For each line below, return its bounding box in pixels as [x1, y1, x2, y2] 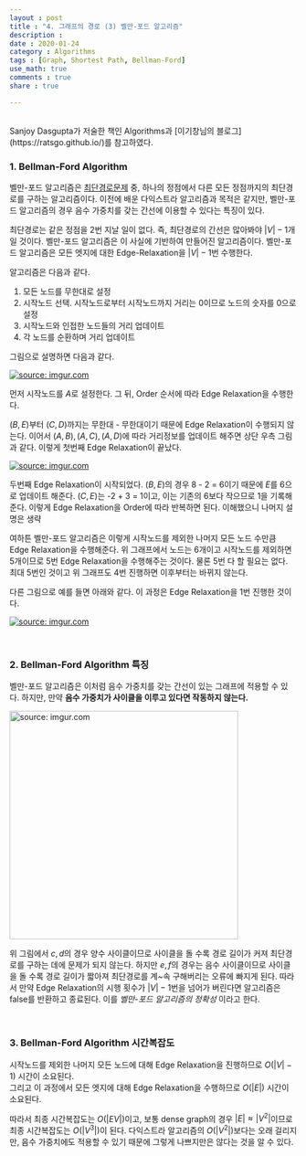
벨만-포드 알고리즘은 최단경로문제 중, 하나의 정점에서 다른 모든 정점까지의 [9, 182, 269, 193]
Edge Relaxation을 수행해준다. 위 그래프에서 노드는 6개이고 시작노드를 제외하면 [9, 544, 292, 555]
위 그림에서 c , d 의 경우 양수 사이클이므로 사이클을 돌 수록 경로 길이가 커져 [9, 948, 269, 960]
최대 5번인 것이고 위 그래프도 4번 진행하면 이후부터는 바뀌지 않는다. [9, 567, 248, 578]
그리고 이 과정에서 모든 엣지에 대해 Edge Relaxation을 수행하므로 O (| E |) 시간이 [9, 1082, 290, 1093]
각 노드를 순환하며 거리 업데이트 [22, 331, 135, 343]
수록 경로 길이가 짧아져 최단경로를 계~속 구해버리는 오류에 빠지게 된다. [28, 970, 278, 982]
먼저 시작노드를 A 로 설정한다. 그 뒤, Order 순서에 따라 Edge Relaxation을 [9, 387, 269, 398]
